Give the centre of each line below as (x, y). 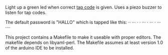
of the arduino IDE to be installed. (40, 48)
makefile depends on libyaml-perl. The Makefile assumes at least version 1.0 (84, 42)
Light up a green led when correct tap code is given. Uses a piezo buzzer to (83, 7)
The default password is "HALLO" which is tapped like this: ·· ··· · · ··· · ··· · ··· (83, 22)
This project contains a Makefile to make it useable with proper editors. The (83, 37)
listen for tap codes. (26, 12)
